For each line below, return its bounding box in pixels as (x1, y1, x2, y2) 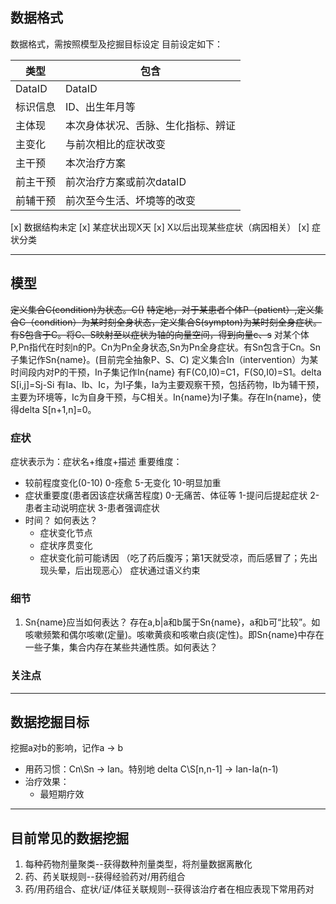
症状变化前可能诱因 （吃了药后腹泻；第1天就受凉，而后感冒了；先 (39, 551, 310, 563)
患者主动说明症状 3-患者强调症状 (24, 501, 160, 513)
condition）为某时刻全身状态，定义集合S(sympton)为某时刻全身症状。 (34, 316, 322, 328)
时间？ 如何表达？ (24, 514, 98, 526)
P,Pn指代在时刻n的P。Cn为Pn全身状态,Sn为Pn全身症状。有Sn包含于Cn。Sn (10, 341, 322, 353)
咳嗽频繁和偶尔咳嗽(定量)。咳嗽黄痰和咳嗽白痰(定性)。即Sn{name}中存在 (24, 629, 325, 641)
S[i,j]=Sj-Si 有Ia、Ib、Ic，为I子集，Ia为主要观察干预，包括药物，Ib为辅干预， (10, 378, 325, 390)
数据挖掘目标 (10, 713, 90, 730)
